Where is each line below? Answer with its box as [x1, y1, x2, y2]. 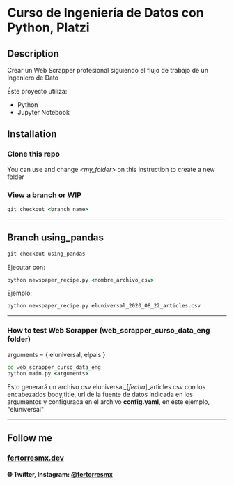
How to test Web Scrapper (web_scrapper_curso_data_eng [7, 326, 210, 335]
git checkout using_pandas [7, 250, 86, 257]
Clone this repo [7, 149, 61, 159]
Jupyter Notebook [17, 108, 70, 116]
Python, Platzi [7, 20, 90, 36]
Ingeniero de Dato [7, 73, 59, 82]
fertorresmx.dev [7, 453, 65, 463]
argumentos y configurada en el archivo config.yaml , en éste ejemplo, [7, 398, 210, 406]
